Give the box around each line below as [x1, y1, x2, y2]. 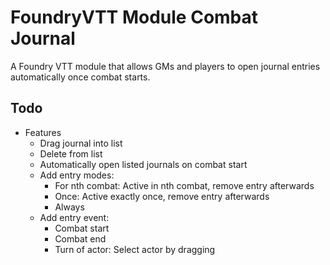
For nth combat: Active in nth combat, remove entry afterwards [54, 179, 315, 191]
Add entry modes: [39, 169, 115, 181]
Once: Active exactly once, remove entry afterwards [54, 190, 270, 202]
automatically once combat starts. [10, 71, 151, 83]
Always [54, 201, 85, 213]
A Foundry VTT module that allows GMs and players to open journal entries [10, 60, 321, 72]
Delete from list [39, 147, 103, 160]
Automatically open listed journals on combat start [39, 158, 248, 170]
